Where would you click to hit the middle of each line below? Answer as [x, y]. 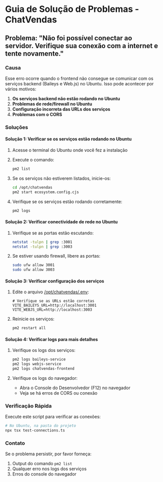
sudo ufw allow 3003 [33, 270]
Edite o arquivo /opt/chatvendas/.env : [51, 292]
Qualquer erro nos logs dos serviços [49, 469]
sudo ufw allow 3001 [33, 265]
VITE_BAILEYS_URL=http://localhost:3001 [54, 306]
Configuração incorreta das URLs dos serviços [61, 109]
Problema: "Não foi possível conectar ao [69, 38]
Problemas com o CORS [37, 114]
